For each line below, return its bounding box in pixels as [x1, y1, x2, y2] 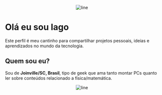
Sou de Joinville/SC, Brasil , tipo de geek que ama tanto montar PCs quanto [5, 70, 157, 76]
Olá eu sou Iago [5, 22, 69, 33]
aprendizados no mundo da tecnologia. [5, 43, 84, 49]
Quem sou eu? [5, 57, 50, 65]
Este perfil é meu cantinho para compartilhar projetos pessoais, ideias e [5, 38, 150, 43]
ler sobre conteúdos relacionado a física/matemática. [5, 75, 112, 81]
